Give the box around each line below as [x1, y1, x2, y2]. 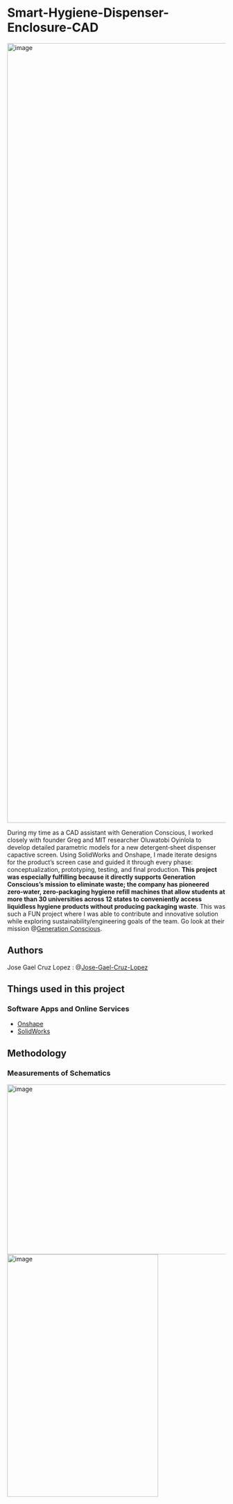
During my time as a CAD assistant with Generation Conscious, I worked [7, 828, 214, 836]
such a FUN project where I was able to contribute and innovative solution [7, 909, 218, 918]
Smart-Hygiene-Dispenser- [7, 5, 169, 21]
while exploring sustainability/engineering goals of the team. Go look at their [7, 916, 225, 925]
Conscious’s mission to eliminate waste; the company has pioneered [7, 880, 209, 888]
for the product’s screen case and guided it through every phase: [7, 857, 193, 866]
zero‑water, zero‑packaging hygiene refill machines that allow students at [7, 887, 225, 896]
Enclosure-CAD [7, 19, 99, 35]
